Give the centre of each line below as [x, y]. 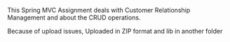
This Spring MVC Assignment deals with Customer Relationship [99, 10]
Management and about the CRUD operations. [74, 17]
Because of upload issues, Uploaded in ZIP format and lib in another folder [115, 31]
